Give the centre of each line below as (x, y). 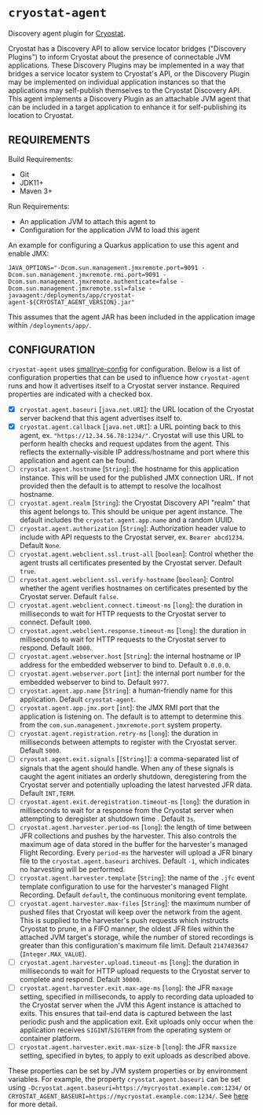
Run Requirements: (39, 206)
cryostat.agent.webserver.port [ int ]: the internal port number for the (132, 673)
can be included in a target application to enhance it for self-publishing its (128, 107)
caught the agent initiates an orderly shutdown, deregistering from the (133, 776)
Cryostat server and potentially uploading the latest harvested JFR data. (136, 785)
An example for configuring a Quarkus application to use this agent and (124, 245)
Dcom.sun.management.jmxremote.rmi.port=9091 (84, 274)
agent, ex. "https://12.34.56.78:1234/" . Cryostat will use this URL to (131, 435)
